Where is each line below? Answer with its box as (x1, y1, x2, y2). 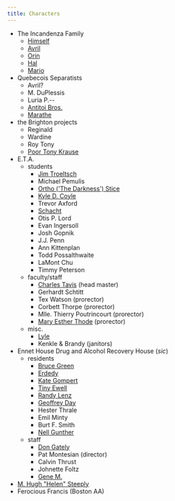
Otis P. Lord (37, 213, 71, 222)
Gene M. (37, 472, 63, 480)
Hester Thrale (37, 406, 77, 414)
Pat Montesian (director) (37, 450, 107, 459)
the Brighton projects (17, 117, 78, 126)
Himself (27, 36, 50, 45)
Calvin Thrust (37, 457, 77, 466)
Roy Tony (27, 140, 55, 148)
